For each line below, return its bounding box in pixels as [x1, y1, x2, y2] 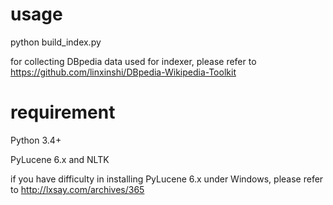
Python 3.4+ [10, 134, 62, 146]
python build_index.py [10, 36, 102, 48]
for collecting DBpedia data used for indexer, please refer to [10, 55, 257, 67]
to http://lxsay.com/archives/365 [10, 183, 145, 195]
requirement [10, 101, 116, 124]
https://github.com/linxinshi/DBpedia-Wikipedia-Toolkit [10, 66, 237, 78]
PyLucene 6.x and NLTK [10, 153, 110, 165]
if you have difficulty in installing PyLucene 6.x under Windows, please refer [10, 173, 324, 185]
